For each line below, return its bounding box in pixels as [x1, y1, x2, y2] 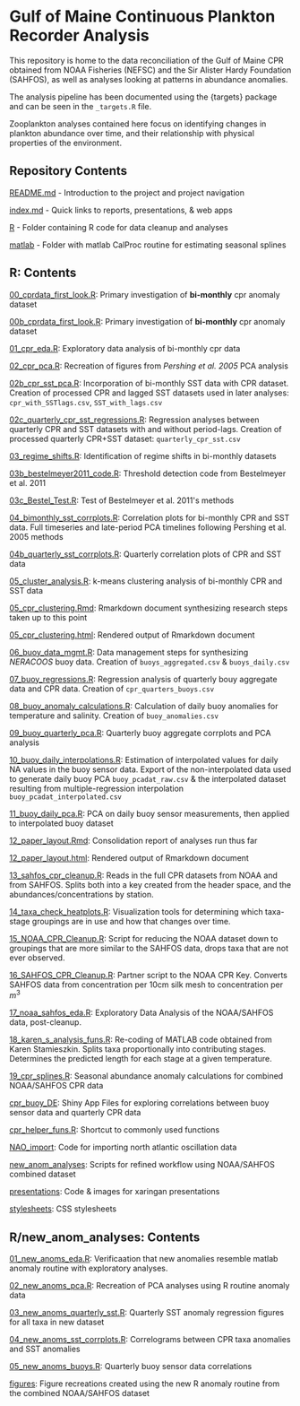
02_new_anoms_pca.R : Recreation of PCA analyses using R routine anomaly [9, 1280, 290, 1291]
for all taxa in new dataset [9, 1316, 105, 1328]
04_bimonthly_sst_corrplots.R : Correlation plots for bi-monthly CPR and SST [9, 512, 290, 523]
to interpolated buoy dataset [9, 818, 114, 829]
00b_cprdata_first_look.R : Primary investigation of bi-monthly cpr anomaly [9, 316, 286, 326]
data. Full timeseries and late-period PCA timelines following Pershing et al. [9, 522, 287, 533]
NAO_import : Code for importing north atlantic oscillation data [9, 1141, 237, 1153]
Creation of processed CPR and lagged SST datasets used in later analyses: [9, 387, 289, 398]
